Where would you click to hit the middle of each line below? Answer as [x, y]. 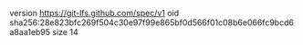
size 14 [66, 32]
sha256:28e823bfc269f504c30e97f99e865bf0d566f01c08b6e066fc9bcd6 [152, 22]
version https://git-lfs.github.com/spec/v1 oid [94, 13]
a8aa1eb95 [30, 32]
